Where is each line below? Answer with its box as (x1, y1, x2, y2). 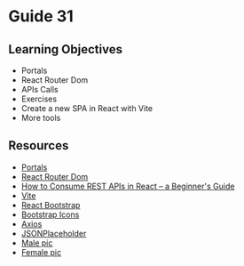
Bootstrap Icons (20, 209, 80, 220)
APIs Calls (20, 85, 59, 94)
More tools (20, 113, 61, 123)
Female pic (20, 246, 62, 257)
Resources (8, 138, 69, 153)
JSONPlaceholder (20, 228, 87, 238)
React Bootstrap (20, 199, 81, 210)
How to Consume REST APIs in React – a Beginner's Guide (20, 181, 235, 191)
